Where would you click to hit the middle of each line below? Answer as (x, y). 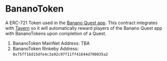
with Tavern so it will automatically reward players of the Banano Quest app (84, 28)
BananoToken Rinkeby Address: (46, 48)
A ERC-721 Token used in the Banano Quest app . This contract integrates (81, 23)
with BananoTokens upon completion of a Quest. (56, 33)
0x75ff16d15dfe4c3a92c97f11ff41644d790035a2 (60, 54)
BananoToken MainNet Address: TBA (51, 43)
